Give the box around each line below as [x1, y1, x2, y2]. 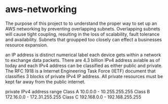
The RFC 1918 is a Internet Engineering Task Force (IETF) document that [5, 67, 156, 74]
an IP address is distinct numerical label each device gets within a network [5, 52, 161, 58]
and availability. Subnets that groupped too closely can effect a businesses [5, 37, 162, 43]
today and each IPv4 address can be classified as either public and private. [5, 62, 163, 68]
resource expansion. [5, 42, 48, 48]
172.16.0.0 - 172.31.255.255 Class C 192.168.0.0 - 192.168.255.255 [5, 94, 142, 100]
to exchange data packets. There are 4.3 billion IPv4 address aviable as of [5, 57, 160, 63]
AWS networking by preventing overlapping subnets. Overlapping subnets [5, 25, 160, 31]
